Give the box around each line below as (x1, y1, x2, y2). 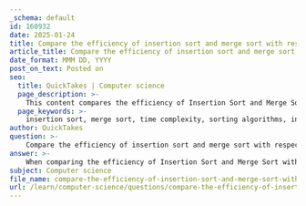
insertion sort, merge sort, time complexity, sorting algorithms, (25, 115, 287, 124)
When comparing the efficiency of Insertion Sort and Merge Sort (25, 157, 280, 167)
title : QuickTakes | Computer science (17, 81, 166, 90)
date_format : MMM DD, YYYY (9, 56, 112, 65)
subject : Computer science (9, 166, 112, 175)
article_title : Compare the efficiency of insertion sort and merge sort (9, 47, 296, 57)
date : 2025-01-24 (9, 30, 76, 39)
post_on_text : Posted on (9, 65, 104, 74)
